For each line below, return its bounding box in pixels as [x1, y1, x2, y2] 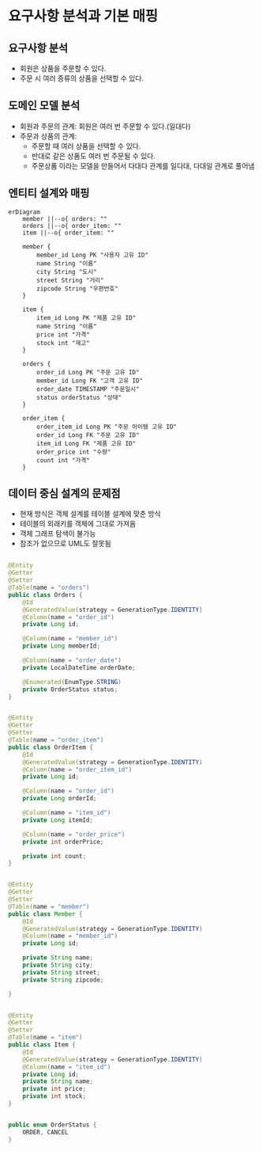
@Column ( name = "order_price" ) [22, 830, 125, 838]
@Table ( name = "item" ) [8, 1034, 83, 1042]
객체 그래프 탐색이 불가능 [19, 529, 96, 538]
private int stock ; [22, 1092, 87, 1100]
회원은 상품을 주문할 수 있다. [19, 64, 107, 73]
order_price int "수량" [36, 448, 112, 456]
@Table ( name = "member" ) [8, 902, 90, 910]
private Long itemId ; [22, 816, 93, 824]
